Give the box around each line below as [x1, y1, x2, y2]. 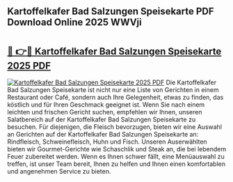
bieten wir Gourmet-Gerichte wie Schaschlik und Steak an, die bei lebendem [7, 145, 227, 153]
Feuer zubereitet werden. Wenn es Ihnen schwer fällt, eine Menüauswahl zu [7, 153, 225, 160]
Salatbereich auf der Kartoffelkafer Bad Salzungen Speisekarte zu [7, 115, 196, 123]
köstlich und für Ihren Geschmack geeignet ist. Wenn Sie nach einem [7, 100, 205, 109]
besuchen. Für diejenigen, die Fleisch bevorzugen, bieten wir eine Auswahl [7, 123, 223, 131]
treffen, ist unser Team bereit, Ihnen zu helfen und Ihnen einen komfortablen [7, 160, 226, 168]
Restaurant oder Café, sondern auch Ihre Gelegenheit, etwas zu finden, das [7, 93, 224, 101]
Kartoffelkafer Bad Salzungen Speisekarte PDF [7, 6, 214, 17]
